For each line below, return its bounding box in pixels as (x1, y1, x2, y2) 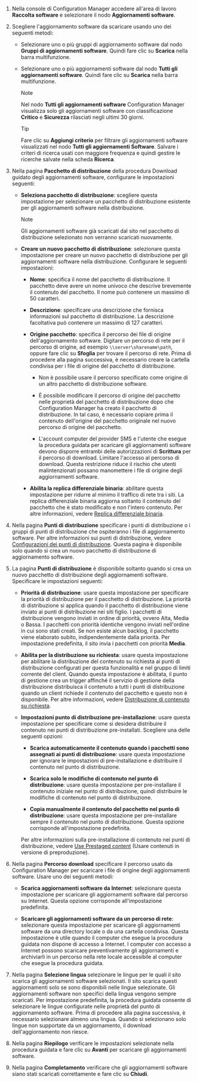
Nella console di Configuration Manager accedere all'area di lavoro (11, 5, 177, 12)
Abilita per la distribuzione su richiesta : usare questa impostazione (20, 652, 189, 658)
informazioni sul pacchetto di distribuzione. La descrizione (29, 313, 174, 320)
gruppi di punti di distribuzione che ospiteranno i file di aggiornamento (11, 528, 185, 535)
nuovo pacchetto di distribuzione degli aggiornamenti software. (11, 571, 168, 578)
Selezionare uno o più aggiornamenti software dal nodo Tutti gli (20, 65, 178, 72)
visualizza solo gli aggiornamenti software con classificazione (20, 107, 173, 114)
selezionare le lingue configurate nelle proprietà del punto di (11, 1003, 160, 1010)
